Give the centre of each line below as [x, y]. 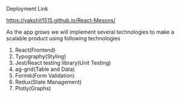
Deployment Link [27, 9]
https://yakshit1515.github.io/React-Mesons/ [61, 20]
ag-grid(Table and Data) [45, 69]
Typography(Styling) [40, 56]
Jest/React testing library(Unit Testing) [63, 63]
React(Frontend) [35, 50]
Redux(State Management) [48, 82]
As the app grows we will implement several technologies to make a [90, 32]
